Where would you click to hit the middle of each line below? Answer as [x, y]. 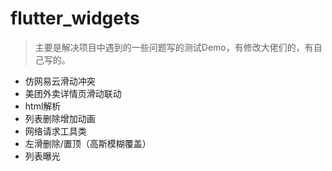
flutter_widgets [75, 18]
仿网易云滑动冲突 [60, 81]
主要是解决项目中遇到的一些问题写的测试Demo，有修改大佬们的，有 [174, 47]
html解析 [43, 106]
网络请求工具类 [55, 131]
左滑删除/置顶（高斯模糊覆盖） [88, 143]
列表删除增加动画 [60, 118]
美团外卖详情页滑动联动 [73, 93]
